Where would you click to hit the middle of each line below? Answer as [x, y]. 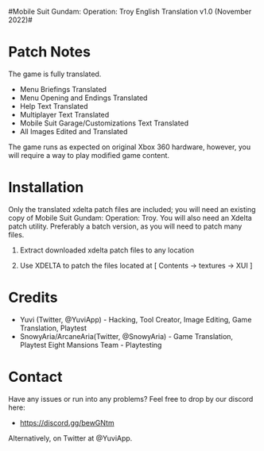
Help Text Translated [54, 106]
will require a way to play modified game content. [89, 155]
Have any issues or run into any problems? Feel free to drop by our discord [131, 399]
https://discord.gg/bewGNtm [67, 422]
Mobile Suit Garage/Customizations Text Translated [104, 123]
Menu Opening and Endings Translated [83, 98]
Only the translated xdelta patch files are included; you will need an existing [132, 209]
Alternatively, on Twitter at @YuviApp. [70, 438]
